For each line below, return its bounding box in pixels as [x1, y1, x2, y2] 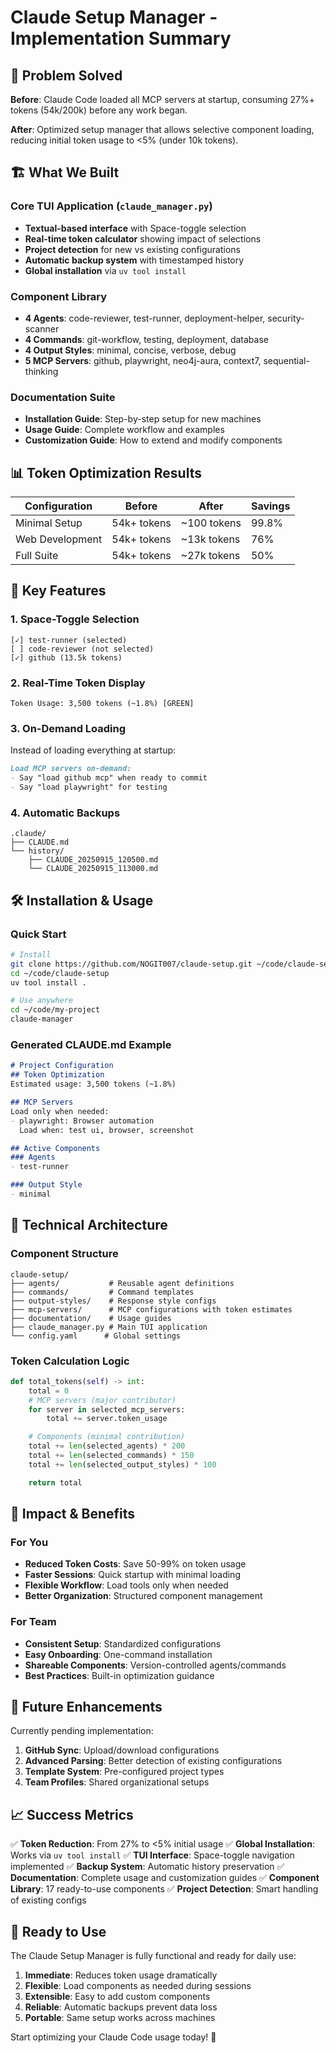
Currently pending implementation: [10, 1725, 154, 1737]
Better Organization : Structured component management [24, 1590, 263, 1602]
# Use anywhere [10, 996, 74, 1006]
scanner [24, 322, 60, 335]
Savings [250, 499, 291, 513]
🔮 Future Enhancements [10, 1699, 163, 1716]
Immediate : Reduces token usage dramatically [24, 1969, 218, 1981]
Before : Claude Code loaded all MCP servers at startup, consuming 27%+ [10, 94, 316, 105]
